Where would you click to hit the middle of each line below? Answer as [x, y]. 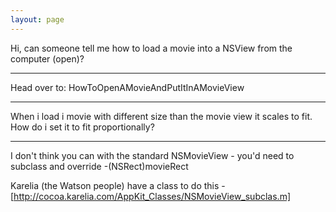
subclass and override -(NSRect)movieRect [99, 166]
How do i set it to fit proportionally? [82, 127]
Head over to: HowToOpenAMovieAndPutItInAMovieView [127, 87]
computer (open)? [47, 58]
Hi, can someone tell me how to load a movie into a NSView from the [151, 48]
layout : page [37, 19]
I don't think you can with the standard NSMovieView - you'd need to [152, 155]
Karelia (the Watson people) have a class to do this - [118, 185]
